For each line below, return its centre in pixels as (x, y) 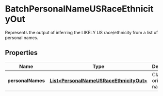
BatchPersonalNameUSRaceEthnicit (79, 9)
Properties (21, 53)
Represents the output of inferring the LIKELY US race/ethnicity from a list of (81, 32)
